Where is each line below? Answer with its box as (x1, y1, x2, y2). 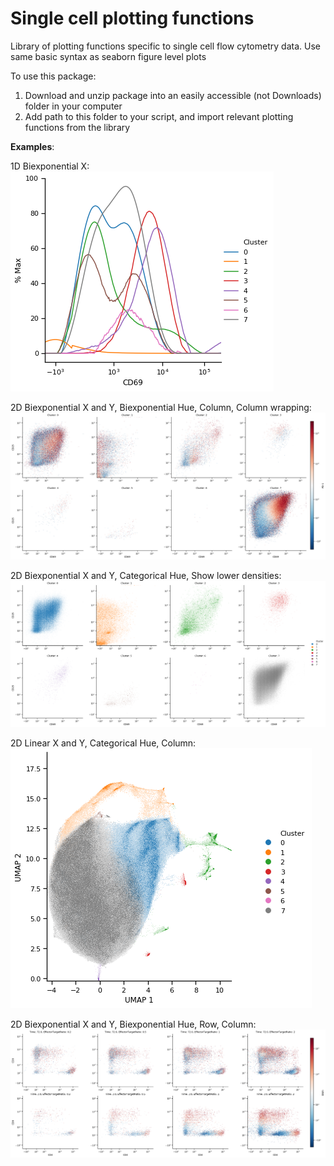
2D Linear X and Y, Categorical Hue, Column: (10, 737, 197, 749)
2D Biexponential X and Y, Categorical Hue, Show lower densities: (10, 570, 282, 582)
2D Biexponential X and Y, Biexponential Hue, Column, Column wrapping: (10, 401, 312, 413)
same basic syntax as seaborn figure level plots (10, 50, 207, 62)
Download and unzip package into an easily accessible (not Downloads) (24, 89, 322, 101)
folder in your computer (24, 100, 123, 112)
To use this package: (10, 70, 97, 82)
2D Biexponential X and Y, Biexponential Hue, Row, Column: (10, 1018, 257, 1030)
